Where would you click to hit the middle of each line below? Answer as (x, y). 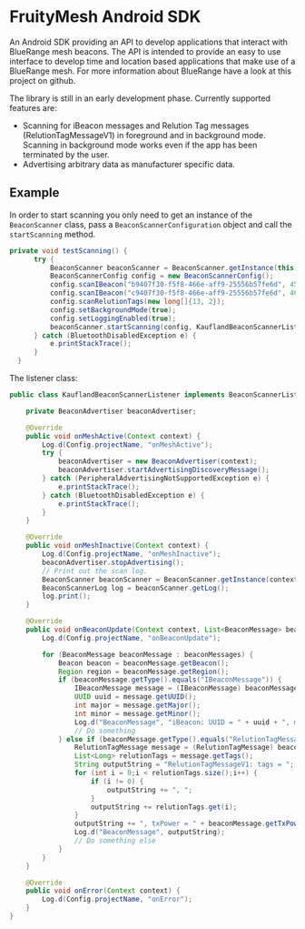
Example (34, 193)
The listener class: (44, 378)
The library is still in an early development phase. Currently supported (140, 98)
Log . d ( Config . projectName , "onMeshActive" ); (128, 444)
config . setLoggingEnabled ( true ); (113, 318)
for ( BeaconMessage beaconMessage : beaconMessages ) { (148, 654)
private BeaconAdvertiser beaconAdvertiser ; (111, 411)
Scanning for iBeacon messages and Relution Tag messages (136, 126)
